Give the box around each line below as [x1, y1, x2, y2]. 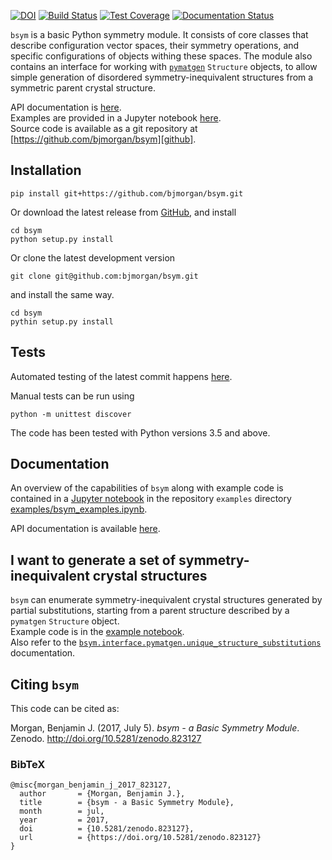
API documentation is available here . [10, 523, 161, 535]
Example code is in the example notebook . [10, 626, 185, 638]
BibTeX [10, 757, 46, 771]
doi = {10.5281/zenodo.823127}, [19, 824, 195, 834]
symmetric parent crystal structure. [10, 82, 157, 94]
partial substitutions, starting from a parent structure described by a [10, 605, 290, 617]
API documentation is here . [10, 101, 122, 113]
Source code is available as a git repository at [10, 123, 198, 134]
